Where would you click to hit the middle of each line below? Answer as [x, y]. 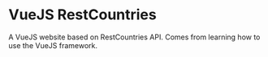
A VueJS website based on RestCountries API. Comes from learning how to [134, 37]
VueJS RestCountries [82, 15]
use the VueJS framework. [53, 45]
